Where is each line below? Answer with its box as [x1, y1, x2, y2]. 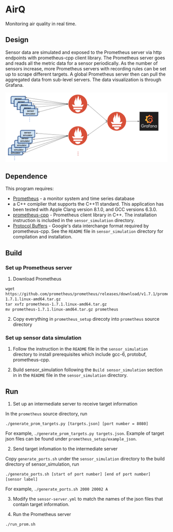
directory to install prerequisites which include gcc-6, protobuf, [12, 351, 147, 358]
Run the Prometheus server [12, 511, 71, 518]
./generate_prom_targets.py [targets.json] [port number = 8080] [5, 421, 148, 427]
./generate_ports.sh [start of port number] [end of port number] [5, 472, 151, 477]
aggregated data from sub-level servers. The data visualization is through [5, 76, 162, 83]
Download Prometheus [12, 276, 62, 282]
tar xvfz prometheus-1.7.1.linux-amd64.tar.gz [5, 302, 107, 307]
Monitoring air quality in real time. [5, 21, 77, 27]
